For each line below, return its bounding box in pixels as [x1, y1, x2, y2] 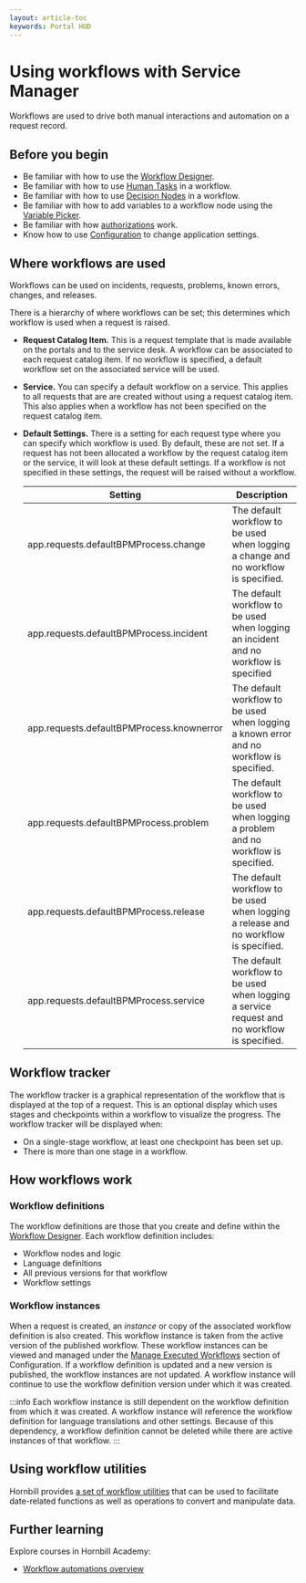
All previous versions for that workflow [22, 1267, 168, 1278]
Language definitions [22, 1257, 103, 1268]
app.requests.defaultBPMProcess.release [26, 905, 205, 918]
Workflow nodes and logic [22, 1247, 121, 1259]
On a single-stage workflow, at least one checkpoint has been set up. [22, 1136, 283, 1147]
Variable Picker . [22, 210, 82, 221]
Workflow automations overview [22, 1564, 144, 1575]
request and [231, 1012, 284, 1025]
